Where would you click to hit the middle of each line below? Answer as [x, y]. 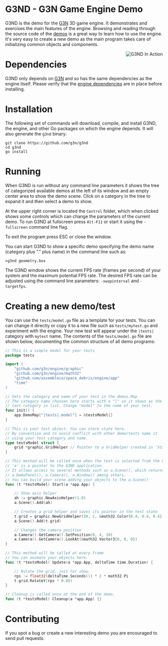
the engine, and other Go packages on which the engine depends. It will [79, 128]
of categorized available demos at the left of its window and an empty [77, 191]
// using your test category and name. [47, 438]
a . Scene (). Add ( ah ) [33, 503]
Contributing [32, 619]
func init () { [20, 411]
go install [16, 152]
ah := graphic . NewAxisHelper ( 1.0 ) [50, 498]
